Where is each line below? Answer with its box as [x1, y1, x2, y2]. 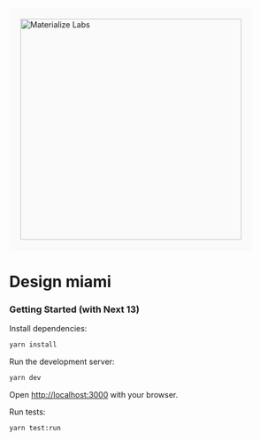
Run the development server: [9, 356, 115, 367]
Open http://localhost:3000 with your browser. [9, 390, 179, 400]
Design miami [9, 272, 112, 292]
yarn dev [9, 374, 42, 383]
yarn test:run [9, 424, 62, 433]
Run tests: [9, 407, 46, 417]
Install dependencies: [9, 323, 88, 334]
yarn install [9, 340, 57, 349]
